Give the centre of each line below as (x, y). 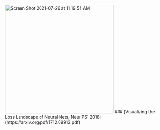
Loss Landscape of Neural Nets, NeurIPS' (47, 117)
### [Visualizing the (135, 112)
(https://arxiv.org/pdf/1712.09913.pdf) (43, 122)
